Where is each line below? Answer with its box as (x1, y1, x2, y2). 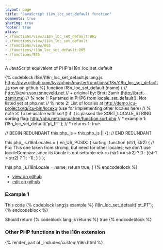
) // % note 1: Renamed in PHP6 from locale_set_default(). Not (23, 95, 147, 101)
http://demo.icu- (104, 100, 137, 106)
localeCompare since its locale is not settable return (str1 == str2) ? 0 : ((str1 (5, 150, 157, 156)
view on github (12, 174, 42, 179)
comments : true (5, 16, 36, 21)
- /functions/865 (5, 52, 40, 57)
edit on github (12, 179, 40, 185)
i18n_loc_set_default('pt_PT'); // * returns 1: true (5, 121, 100, 127)
